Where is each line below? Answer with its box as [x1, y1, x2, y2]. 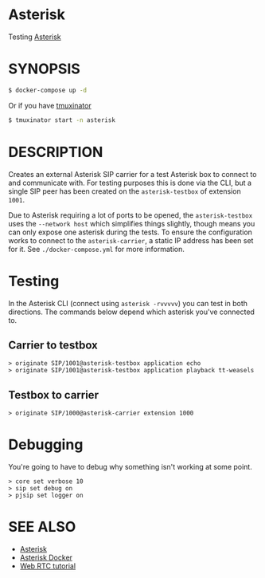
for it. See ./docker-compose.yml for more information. [8, 244, 185, 254]
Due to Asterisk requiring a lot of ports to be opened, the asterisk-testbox [8, 210, 253, 220]
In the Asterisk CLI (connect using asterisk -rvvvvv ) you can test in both [8, 298, 248, 308]
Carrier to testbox [8, 338, 98, 352]
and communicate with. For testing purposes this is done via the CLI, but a [8, 178, 252, 187]
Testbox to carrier [8, 388, 99, 402]
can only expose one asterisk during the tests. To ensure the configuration [8, 227, 253, 237]
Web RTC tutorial [19, 561, 76, 571]
